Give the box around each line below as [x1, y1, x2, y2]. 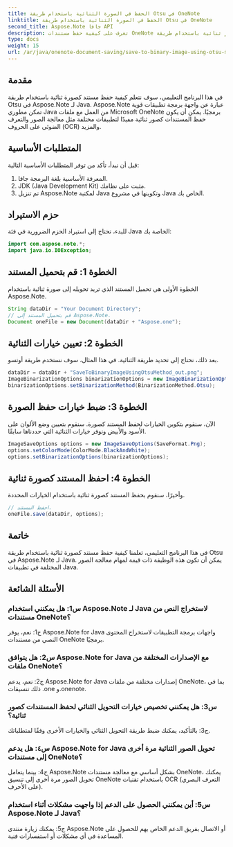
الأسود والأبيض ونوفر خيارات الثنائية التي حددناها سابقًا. [8, 427, 147, 435]
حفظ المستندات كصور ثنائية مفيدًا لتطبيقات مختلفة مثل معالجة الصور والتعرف [8, 115, 206, 123]
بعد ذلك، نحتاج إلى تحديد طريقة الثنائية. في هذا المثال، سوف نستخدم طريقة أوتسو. [8, 356, 218, 364]
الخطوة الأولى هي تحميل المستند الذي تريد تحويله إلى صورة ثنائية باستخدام [8, 285, 199, 293]
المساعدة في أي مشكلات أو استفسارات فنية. [8, 832, 124, 840]
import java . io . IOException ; [8, 247, 92, 254]
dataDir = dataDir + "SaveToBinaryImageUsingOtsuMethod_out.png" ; [8, 369, 203, 376]
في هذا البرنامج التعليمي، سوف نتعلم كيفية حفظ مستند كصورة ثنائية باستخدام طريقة [8, 93, 223, 101]
